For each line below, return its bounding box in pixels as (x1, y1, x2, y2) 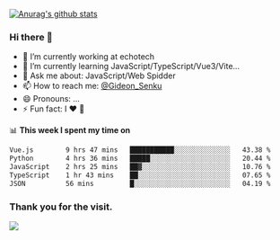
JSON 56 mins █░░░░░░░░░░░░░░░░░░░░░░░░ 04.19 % (9, 179, 271, 188)
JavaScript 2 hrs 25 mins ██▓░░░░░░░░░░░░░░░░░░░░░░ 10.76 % (9, 163, 271, 172)
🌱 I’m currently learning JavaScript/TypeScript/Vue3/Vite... (22, 61, 241, 72)
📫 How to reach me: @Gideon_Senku (22, 81, 162, 92)
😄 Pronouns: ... (22, 93, 81, 104)
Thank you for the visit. (9, 200, 113, 213)
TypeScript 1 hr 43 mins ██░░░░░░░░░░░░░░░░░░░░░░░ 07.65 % (9, 171, 271, 180)
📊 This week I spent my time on (9, 125, 131, 136)
